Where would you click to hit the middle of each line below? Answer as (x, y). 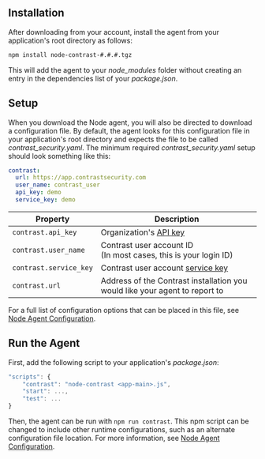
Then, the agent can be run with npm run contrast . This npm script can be (129, 421)
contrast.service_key (52, 267)
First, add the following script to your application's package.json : (114, 362)
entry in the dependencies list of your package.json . (93, 78)
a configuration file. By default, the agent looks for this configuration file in (129, 130)
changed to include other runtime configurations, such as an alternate (121, 430)
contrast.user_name (49, 250)
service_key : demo (46, 200)
